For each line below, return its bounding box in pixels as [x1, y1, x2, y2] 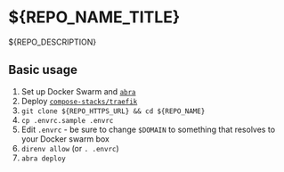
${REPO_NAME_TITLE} [8, 7, 181, 28]
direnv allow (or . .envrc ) [20, 143, 119, 153]
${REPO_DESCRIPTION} [8, 37, 97, 47]
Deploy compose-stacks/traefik [20, 95, 138, 106]
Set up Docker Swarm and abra [20, 86, 136, 96]
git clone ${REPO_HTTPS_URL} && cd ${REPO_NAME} [20, 106, 206, 116]
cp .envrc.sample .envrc [20, 116, 114, 125]
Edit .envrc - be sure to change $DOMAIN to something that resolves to [20, 124, 276, 135]
